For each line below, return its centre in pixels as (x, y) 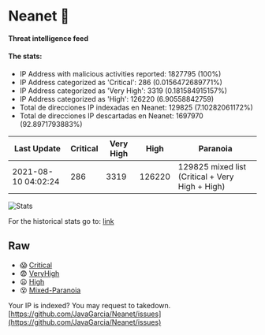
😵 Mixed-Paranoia (50, 290)
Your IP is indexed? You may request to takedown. (90, 305)
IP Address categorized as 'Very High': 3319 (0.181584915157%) (123, 91)
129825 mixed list (212, 166)
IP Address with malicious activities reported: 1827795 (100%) (120, 73)
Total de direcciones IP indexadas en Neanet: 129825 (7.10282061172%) (136, 107)
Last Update (38, 148)
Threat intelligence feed (49, 38)
